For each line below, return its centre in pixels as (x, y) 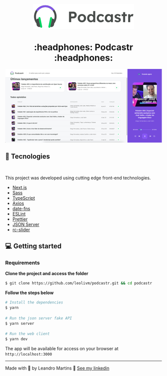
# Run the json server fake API (39, 318)
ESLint (19, 214)
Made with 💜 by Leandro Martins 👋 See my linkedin (57, 368)
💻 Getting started (33, 246)
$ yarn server (20, 323)
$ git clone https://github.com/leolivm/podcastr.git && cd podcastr (79, 283)
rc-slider (21, 230)
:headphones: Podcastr (83, 47)
